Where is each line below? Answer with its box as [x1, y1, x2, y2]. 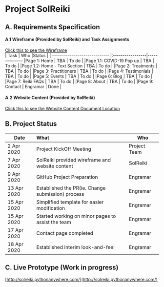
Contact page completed [36, 229, 94, 236]
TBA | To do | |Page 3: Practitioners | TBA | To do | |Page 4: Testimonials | [5, 68, 154, 74]
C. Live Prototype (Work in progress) [5, 264, 119, 272]
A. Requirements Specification [5, 23, 100, 31]
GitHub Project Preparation [36, 173, 98, 180]
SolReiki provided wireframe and [36, 156, 111, 163]
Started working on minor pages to [36, 212, 116, 219]
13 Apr [7, 184, 23, 191]
